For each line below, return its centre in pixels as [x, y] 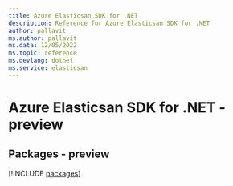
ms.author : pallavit [43, 38]
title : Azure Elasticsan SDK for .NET [73, 16]
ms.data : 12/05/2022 [43, 46]
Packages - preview [59, 154]
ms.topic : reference [43, 53]
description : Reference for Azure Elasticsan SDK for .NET [109, 23]
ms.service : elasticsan [48, 68]
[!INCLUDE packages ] [45, 173]
